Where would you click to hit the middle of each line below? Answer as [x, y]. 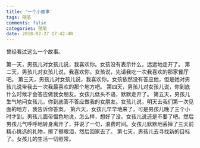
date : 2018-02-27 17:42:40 [40, 34]
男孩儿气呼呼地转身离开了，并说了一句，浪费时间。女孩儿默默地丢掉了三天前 [100, 124]
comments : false [26, 23]
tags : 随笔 [19, 17]
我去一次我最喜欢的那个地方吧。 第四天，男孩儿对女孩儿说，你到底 [108, 87]
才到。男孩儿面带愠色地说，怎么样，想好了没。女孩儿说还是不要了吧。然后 [102, 116]
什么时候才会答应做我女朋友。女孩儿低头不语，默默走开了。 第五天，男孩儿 [98, 94]
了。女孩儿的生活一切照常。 [40, 139]
